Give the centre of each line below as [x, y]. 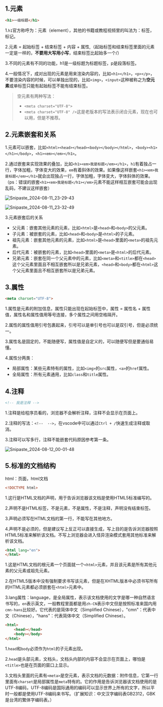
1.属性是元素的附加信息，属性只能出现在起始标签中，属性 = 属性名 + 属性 [78, 309]
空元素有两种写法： [36, 96]
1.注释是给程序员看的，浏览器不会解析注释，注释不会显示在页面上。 [72, 412]
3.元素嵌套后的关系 [24, 217]
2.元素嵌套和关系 [31, 135]
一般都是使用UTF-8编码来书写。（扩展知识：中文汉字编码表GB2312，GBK [82, 693]
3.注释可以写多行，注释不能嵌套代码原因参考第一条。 [58, 439]
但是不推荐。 [50, 118]
